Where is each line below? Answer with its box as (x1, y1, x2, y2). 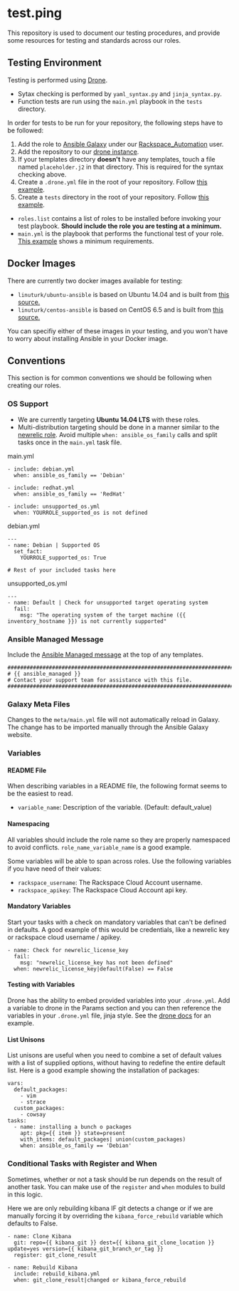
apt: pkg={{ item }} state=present (20, 1130, 126, 1137)
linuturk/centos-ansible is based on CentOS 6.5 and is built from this (17, 305, 224, 314)
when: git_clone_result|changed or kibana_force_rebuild (14, 1276, 186, 1283)
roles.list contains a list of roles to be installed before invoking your (17, 214, 222, 222)
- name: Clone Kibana (7, 1233, 72, 1240)
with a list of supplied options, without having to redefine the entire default (7, 1059, 225, 1067)
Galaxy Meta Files (7, 699, 70, 709)
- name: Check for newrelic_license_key (7, 946, 129, 953)
